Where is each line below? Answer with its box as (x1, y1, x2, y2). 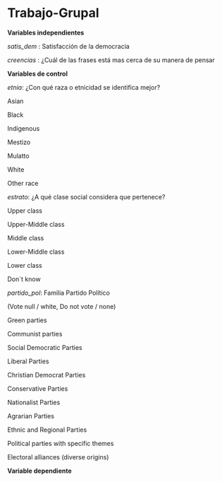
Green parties (7, 316, 47, 324)
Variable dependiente (7, 466, 72, 475)
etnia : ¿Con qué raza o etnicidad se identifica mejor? (7, 83, 161, 91)
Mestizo (7, 138, 31, 146)
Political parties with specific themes (7, 439, 114, 447)
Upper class (7, 206, 42, 215)
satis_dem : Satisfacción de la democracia (7, 42, 130, 50)
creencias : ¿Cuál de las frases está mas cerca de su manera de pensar (7, 55, 215, 64)
